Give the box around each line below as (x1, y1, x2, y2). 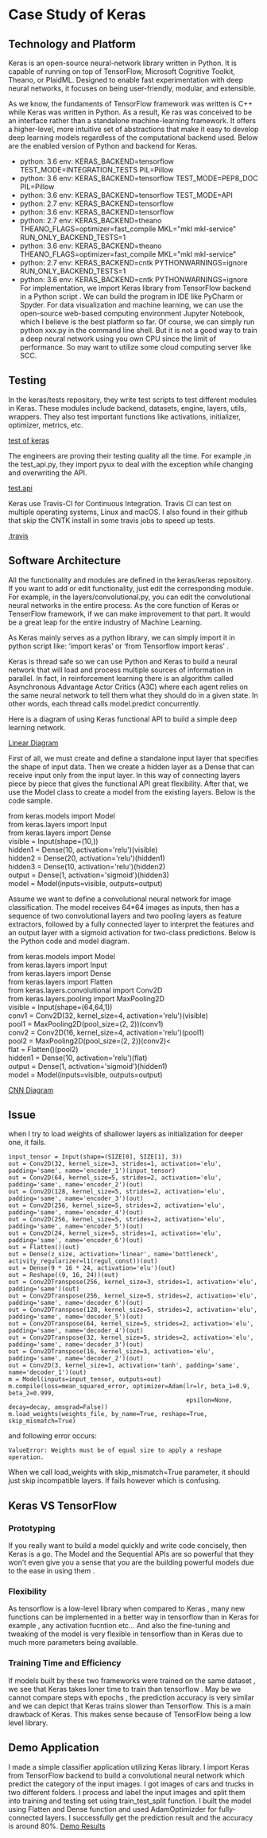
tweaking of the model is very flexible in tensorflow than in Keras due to (8, 1629, 244, 1639)
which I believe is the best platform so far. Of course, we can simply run (19, 317, 255, 327)
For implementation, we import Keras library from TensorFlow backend (19, 284, 252, 292)
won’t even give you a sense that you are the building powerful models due (8, 1557, 254, 1567)
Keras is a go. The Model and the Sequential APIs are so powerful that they (8, 1550, 254, 1559)
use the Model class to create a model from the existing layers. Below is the (8, 787, 256, 796)
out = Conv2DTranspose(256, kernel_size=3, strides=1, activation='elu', (8, 1278, 258, 1287)
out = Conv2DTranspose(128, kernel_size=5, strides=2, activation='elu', (8, 1306, 258, 1314)
